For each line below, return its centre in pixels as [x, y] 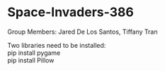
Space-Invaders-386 [71, 12]
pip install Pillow [31, 60]
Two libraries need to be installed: [57, 45]
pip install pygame [34, 53]
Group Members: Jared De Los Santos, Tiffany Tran [82, 32]
